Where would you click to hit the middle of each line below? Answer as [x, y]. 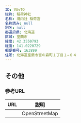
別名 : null [15, 28]
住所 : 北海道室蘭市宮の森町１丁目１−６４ [41, 55]
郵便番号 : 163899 [21, 50]
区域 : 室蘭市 [16, 37]
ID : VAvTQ [15, 10]
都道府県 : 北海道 [20, 32]
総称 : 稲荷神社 [18, 14]
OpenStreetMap [40, 114]
